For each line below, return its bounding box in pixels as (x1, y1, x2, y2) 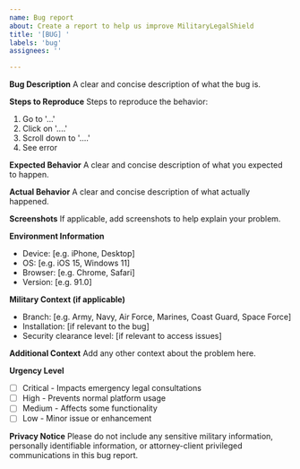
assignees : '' (9, 47, 63, 56)
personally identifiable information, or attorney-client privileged (9, 440, 244, 451)
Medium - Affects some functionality (21, 403, 159, 413)
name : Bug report (9, 13, 74, 22)
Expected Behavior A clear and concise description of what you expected (9, 160, 283, 170)
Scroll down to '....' (21, 133, 91, 143)
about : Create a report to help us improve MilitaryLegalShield (9, 22, 254, 30)
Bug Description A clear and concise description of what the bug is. (9, 79, 261, 90)
